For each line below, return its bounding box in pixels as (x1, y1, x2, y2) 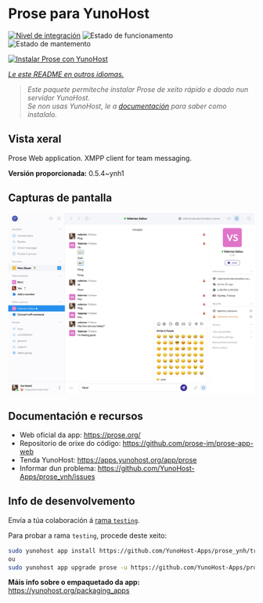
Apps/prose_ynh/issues (19, 472, 95, 481)
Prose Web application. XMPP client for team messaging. (8, 153, 192, 163)
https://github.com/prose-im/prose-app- (122, 439, 254, 448)
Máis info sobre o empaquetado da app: (8, 578, 140, 587)
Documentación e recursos (8, 409, 143, 422)
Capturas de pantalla (8, 192, 112, 205)
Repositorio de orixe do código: (19, 439, 121, 448)
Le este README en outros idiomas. (8, 69, 124, 79)
